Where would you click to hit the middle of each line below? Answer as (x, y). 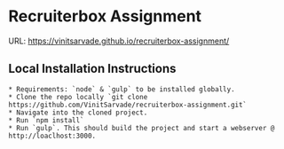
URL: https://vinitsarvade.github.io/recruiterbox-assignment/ (119, 41)
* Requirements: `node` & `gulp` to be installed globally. (122, 89)
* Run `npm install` (47, 120)
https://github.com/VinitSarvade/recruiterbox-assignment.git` (128, 105)
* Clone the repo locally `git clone (78, 97)
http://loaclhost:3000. (52, 136)
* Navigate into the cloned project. (78, 113)
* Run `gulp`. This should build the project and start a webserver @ (142, 128)
